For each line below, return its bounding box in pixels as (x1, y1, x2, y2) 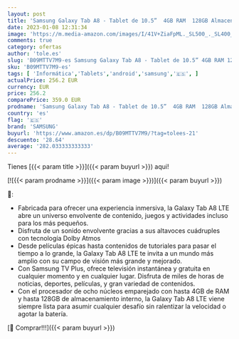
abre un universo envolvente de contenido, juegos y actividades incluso (17, 212, 228, 220)
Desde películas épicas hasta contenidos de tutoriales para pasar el (17, 241, 217, 250)
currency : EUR (7, 83, 50, 90)
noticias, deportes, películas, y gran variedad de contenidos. (17, 279, 196, 288)
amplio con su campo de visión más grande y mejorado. (17, 257, 183, 266)
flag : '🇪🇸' (7, 116, 43, 123)
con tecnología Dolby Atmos (17, 234, 101, 243)
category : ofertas (7, 43, 62, 51)
